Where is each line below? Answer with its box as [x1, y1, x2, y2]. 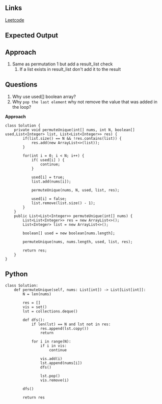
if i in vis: [40, 343, 67, 348]
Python [5, 270, 28, 279]
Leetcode [5, 17, 25, 23]
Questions [5, 81, 38, 89]
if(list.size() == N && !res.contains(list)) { [23, 136, 122, 141]
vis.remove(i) [40, 377, 69, 383]
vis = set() [23, 305, 48, 310]
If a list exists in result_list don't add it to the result [19, 66, 121, 72]
